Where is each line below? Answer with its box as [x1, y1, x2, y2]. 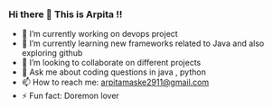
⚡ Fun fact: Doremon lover [21, 90, 119, 102]
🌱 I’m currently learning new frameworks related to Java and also [21, 38, 265, 49]
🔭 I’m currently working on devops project [21, 29, 178, 40]
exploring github [21, 48, 83, 58]
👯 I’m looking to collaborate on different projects [21, 58, 202, 68]
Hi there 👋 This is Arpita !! [8, 8, 123, 21]
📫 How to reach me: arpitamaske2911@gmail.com [21, 76, 210, 88]
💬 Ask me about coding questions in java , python [21, 67, 207, 77]
